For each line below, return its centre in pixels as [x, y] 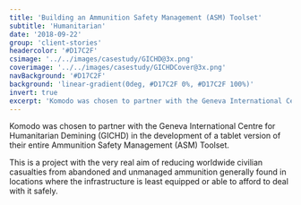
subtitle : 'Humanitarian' [57, 26]
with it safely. [34, 191]
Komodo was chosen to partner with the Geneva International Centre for [142, 126]
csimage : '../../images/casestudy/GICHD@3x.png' [102, 59]
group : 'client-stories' [56, 43]
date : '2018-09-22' [46, 34]
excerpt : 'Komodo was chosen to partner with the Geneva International [146, 101]
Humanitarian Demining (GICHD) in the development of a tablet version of [145, 136]
